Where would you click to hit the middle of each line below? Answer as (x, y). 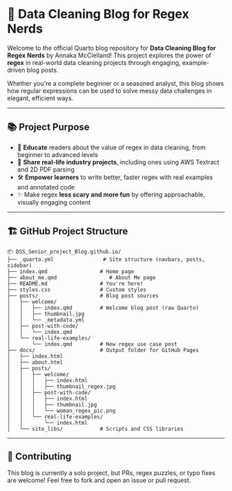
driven (16, 70)
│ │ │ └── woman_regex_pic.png (61, 411)
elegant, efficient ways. (40, 98)
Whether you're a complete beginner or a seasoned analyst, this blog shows (116, 83)
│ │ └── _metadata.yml (46, 320)
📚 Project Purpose (48, 127)
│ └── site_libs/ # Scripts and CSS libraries (96, 429)
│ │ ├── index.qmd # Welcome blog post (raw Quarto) (103, 308)
